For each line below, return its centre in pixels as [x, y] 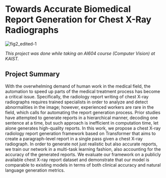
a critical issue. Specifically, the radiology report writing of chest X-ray [77, 96]
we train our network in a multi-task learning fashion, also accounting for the [83, 149]
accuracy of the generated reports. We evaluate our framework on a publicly [83, 154]
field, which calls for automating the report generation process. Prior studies [83, 112]
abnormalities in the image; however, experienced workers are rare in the [80, 107]
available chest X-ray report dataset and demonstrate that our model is [77, 160]
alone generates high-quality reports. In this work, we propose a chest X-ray [83, 128]
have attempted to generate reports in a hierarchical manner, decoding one [82, 118]
